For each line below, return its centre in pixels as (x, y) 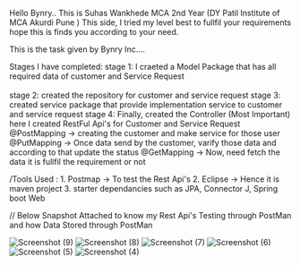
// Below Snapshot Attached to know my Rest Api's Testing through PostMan (150, 215)
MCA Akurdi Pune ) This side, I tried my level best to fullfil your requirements (150, 22)
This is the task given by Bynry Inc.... (77, 49)
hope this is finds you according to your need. (94, 32)
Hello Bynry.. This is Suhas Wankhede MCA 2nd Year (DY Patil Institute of (145, 13)
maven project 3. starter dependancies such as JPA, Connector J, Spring (144, 188)
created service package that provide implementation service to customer (146, 105)
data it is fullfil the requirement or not (77, 162)
